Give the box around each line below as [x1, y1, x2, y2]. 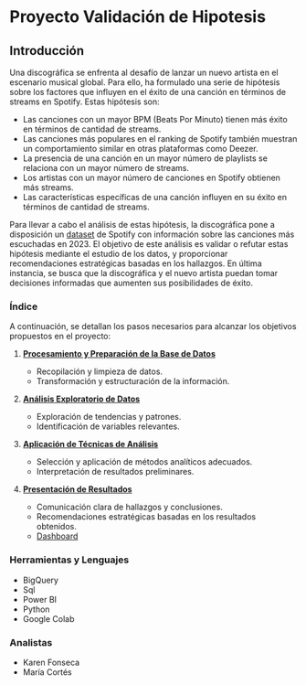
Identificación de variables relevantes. [36, 421, 180, 432]
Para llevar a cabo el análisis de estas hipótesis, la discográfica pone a [9, 219, 276, 230]
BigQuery [22, 574, 59, 585]
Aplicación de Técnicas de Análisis [22, 439, 159, 450]
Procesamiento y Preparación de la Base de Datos [22, 348, 216, 359]
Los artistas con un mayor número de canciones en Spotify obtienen [22, 172, 281, 183]
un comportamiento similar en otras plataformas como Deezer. [22, 144, 259, 154]
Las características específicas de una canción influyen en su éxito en [22, 192, 288, 202]
